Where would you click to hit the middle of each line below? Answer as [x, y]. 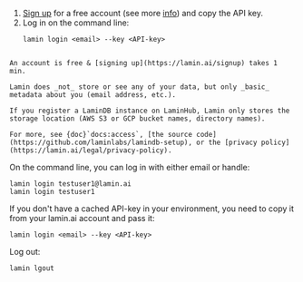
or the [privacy [227, 142]
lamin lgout [32, 268]
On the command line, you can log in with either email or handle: [130, 167]
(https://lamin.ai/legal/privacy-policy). [91, 151]
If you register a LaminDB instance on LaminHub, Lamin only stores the [150, 111]
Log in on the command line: [76, 23]
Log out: [25, 252]
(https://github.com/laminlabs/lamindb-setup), [101, 142]
